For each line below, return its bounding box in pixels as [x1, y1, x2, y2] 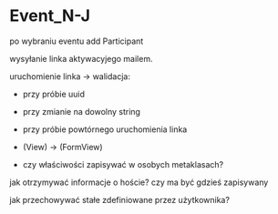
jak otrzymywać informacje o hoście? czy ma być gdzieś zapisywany [9, 177, 269, 188]
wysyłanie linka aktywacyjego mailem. [9, 53, 153, 64]
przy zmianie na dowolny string [22, 106, 141, 117]
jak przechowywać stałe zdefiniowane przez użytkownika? [9, 194, 231, 205]
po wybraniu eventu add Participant [9, 36, 144, 46]
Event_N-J [9, 5, 91, 26]
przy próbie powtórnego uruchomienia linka [22, 124, 188, 135]
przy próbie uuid [22, 88, 85, 99]
